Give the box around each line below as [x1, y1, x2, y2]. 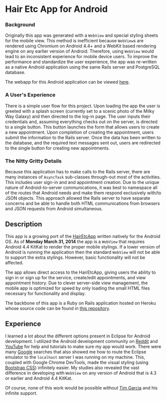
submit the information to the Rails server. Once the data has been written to [5, 134, 161, 140]
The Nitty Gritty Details [5, 158, 62, 164]
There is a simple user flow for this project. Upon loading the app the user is [5, 103, 161, 109]
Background [5, 21, 36, 28]
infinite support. [5, 390, 38, 396]
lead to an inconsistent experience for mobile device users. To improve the [5, 54, 158, 60]
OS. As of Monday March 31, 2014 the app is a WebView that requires [5, 239, 145, 244]
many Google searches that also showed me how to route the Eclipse [5, 349, 147, 355]
